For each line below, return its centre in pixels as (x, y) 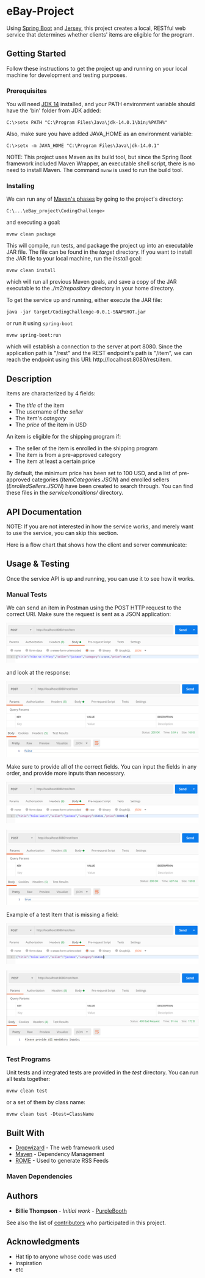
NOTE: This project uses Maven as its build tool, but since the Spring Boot (99, 157)
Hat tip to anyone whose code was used (66, 1256)
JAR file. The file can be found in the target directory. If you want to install (99, 252)
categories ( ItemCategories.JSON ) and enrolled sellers (100, 479)
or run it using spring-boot (40, 323)
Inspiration (28, 1263)
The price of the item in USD (51, 425)
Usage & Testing (38, 564)
